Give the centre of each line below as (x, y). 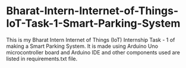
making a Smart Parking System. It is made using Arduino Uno (82, 46)
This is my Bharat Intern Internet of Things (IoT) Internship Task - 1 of (91, 40)
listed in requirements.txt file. (42, 59)
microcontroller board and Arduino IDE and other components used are (93, 52)
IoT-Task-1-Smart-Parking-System (93, 23)
